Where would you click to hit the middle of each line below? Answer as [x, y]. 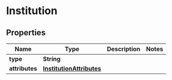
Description [124, 49]
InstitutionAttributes [72, 69]
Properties [26, 33]
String [52, 59]
